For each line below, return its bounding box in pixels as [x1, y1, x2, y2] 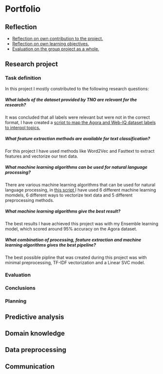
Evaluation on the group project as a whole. [12, 46, 100, 52]
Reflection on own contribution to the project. [12, 36, 103, 41]
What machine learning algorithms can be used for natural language [5, 164, 147, 170]
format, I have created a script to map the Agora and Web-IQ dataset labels [5, 119, 156, 125]
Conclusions [5, 285, 36, 291]
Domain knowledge [5, 329, 65, 338]
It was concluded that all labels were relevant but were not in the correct [5, 114, 150, 120]
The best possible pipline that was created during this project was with [5, 254, 147, 260]
